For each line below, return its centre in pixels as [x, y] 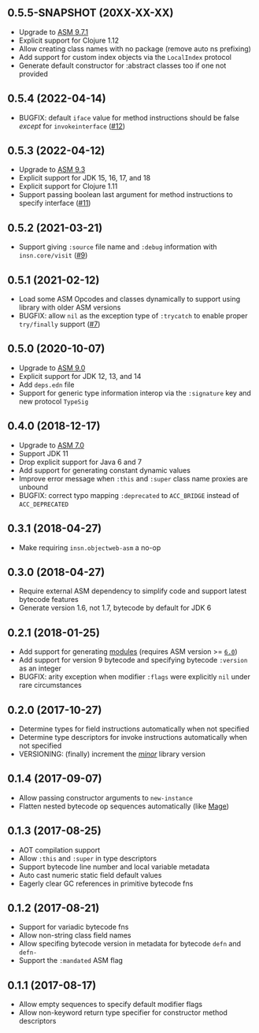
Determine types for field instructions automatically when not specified [134, 729]
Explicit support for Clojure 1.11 [68, 186]
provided [33, 73]
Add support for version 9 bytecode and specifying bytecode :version [133, 660]
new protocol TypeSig [54, 401]
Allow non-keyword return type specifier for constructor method [123, 1013]
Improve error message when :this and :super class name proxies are [133, 478]
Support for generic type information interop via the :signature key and [135, 392]
